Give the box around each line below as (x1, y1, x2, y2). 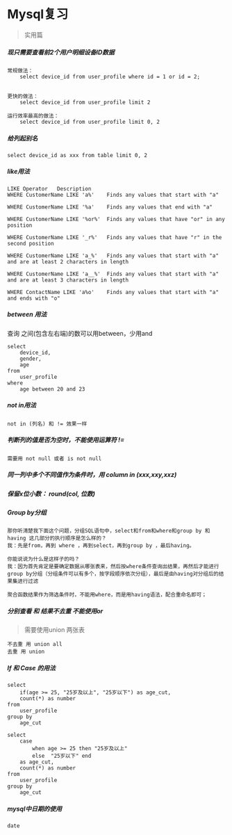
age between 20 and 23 (19, 385, 85, 393)
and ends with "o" (7, 295, 60, 302)
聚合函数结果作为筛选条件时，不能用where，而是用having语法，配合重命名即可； (7, 592, 207, 599)
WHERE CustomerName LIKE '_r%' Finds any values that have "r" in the (7, 234, 222, 241)
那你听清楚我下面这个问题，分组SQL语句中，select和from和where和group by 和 (7, 528, 210, 535)
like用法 (7, 168, 30, 176)
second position (7, 240, 54, 247)
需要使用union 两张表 (24, 626, 85, 634)
